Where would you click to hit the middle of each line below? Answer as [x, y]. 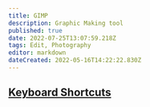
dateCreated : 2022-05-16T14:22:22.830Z [75, 61]
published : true [35, 30]
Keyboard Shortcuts [60, 93]
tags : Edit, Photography [50, 46]
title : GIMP [28, 16]
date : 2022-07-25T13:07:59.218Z [62, 38]
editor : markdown [37, 53]
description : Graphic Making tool [66, 23]
